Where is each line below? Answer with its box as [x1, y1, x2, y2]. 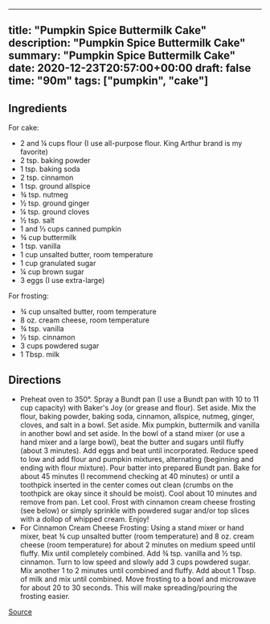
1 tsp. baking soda [19, 164, 80, 174]
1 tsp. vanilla [19, 241, 61, 251]
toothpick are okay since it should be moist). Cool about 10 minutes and [19, 489, 257, 498]
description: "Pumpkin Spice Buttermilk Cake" [8, 36, 246, 50]
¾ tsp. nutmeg [19, 190, 68, 200]
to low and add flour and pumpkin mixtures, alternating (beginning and [19, 455, 254, 464]
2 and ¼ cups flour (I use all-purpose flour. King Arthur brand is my [19, 139, 243, 148]
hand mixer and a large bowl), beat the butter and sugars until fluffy [19, 437, 244, 447]
